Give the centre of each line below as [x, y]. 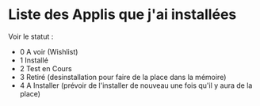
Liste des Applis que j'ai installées [122, 15]
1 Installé [34, 60]
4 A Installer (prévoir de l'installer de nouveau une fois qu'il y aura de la [136, 85]
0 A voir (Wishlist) [49, 51]
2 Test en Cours [46, 68]
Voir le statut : [31, 36]
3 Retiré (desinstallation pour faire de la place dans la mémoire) [123, 77]
